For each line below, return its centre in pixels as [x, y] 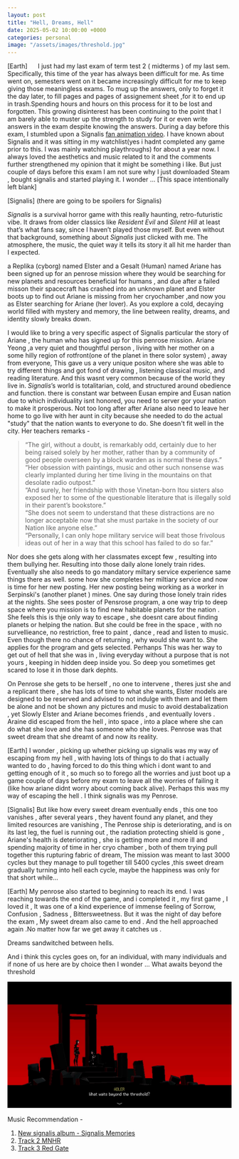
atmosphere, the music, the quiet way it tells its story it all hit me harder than [119, 245]
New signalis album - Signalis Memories [76, 1133]
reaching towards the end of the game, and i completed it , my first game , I [118, 899]
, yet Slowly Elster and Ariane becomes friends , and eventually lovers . [111, 714]
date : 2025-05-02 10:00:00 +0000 [57, 30]
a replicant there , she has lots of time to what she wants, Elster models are [117, 691]
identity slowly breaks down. [49, 319]
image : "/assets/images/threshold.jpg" [67, 45]
